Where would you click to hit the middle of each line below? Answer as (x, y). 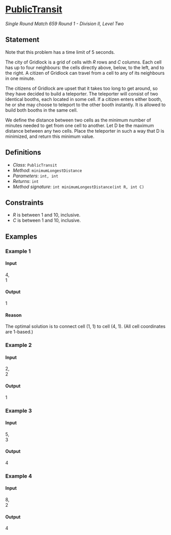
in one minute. (20, 78)
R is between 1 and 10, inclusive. (46, 215)
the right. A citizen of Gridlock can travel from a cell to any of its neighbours (85, 73)
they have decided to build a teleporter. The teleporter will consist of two (82, 94)
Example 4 (19, 476)
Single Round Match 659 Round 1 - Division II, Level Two (65, 24)
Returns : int (26, 181)
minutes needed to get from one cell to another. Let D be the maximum (80, 125)
